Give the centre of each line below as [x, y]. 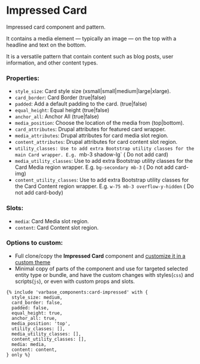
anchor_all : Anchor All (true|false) [57, 116]
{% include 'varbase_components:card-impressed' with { [77, 292]
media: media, [29, 344]
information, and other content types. [52, 63]
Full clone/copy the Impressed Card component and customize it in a [100, 256]
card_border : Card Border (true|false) [60, 98]
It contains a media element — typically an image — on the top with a [91, 38]
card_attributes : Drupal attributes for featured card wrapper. [90, 129]
